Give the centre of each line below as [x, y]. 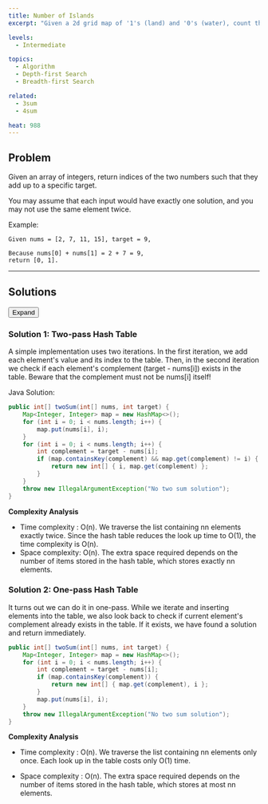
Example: [24, 225]
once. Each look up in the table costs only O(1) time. [105, 761]
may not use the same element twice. [70, 209]
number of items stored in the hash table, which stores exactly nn [127, 560]
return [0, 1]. [33, 260]
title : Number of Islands [51, 16]
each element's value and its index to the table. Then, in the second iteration [134, 360]
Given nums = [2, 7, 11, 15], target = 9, [80, 240]
